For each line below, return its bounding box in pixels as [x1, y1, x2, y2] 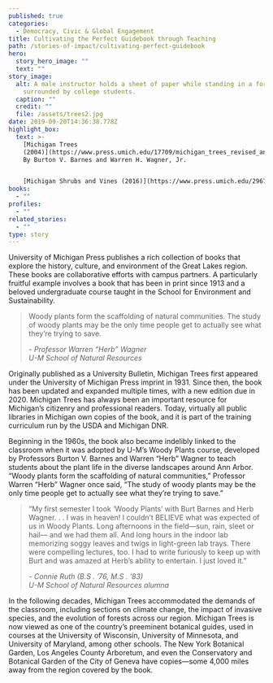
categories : [8, 20, 49, 28]
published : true [8, 11, 63, 20]
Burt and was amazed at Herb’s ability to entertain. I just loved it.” [28, 556, 247, 566]
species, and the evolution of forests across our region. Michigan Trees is [8, 613, 254, 623]
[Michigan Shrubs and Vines [23, 177, 118, 185]
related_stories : [8, 215, 67, 224]
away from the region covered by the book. [8, 665, 154, 675]
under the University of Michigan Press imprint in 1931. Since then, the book [8, 377, 262, 387]
